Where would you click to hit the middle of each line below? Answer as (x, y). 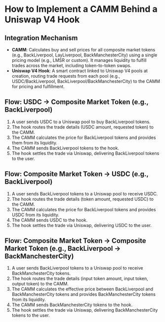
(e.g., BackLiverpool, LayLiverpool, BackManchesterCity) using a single (84, 55)
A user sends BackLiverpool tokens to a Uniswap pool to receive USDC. (85, 193)
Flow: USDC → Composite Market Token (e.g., (77, 102)
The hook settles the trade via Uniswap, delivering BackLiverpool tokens (85, 153)
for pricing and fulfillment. (38, 87)
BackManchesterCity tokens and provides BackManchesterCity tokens (84, 294)
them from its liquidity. (35, 142)
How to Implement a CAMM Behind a (81, 9)
